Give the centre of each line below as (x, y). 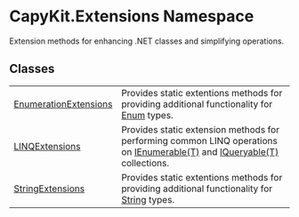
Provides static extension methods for (201, 129)
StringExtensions (49, 189)
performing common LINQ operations (199, 141)
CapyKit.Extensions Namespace (132, 16)
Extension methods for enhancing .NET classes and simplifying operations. (147, 41)
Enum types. (147, 115)
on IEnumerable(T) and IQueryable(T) (200, 151)
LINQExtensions (47, 146)
